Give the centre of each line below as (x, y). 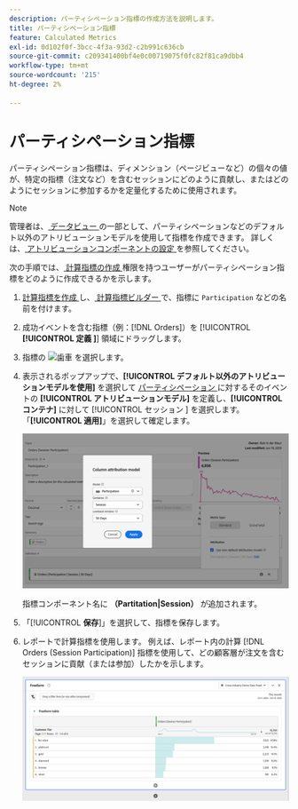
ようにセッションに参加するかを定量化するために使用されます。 (125, 190)
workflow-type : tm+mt (49, 66)
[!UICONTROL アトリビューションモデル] (115, 398)
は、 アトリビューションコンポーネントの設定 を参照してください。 (132, 248)
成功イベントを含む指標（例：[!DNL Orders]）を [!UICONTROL (136, 327)
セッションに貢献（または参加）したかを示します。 (115, 663)
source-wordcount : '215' (55, 75)
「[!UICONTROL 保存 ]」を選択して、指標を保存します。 (123, 623)
